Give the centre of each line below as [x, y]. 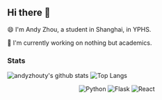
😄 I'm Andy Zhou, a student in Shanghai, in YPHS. [79, 29]
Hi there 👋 [29, 13]
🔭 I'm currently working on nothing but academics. [80, 43]
